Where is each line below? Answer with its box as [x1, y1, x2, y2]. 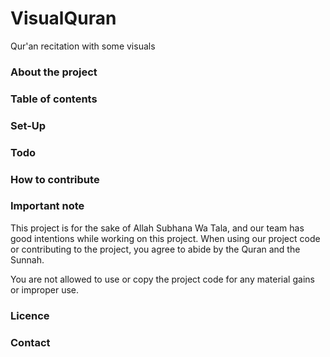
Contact [10, 335, 51, 349]
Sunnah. [10, 253, 45, 266]
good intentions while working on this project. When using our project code [10, 232, 321, 244]
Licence [10, 308, 50, 322]
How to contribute [10, 172, 100, 186]
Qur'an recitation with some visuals [10, 40, 156, 52]
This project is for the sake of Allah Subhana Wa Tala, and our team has [10, 222, 305, 234]
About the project [10, 65, 98, 79]
